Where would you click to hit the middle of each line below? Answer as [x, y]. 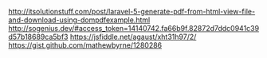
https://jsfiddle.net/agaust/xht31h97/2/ [133, 37]
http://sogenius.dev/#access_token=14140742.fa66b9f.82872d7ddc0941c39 [134, 28]
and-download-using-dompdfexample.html [79, 20]
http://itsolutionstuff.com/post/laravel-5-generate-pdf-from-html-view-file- [132, 12]
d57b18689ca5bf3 [38, 37]
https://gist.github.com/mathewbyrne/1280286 [85, 45]
